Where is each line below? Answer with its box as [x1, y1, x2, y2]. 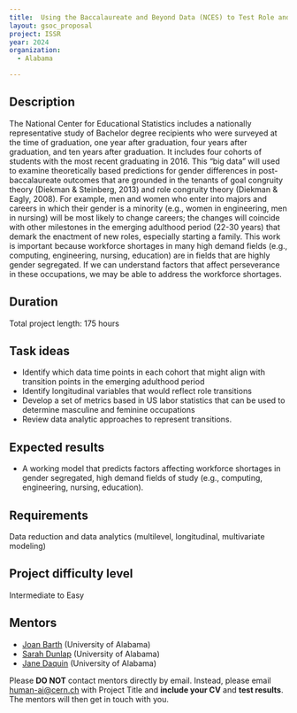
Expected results [9, 439, 104, 454]
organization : [9, 46, 62, 55]
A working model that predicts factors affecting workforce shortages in [21, 463, 281, 474]
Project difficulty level [9, 566, 133, 581]
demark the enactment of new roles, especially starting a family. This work [9, 231, 281, 242]
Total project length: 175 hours [9, 318, 119, 329]
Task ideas [9, 344, 71, 359]
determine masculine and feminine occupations [21, 405, 196, 415]
